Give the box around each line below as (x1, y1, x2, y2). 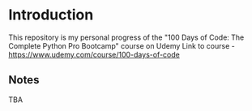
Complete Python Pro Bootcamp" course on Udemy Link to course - (8, 41, 235, 50)
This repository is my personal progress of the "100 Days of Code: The (8, 32, 245, 42)
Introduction (8, 6, 94, 24)
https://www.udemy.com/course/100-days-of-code (8, 49, 180, 59)
